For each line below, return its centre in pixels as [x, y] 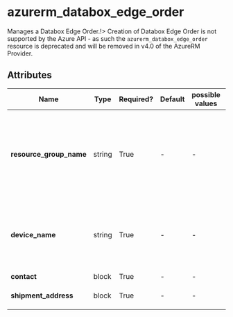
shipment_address [42, 295]
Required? [136, 99]
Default [172, 99]
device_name [33, 234]
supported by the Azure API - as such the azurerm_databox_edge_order [107, 38]
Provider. [20, 53]
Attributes [29, 75]
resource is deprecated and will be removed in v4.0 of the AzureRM [104, 46]
